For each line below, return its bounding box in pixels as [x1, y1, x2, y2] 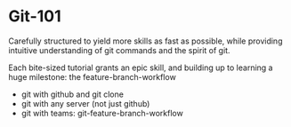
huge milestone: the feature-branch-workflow [8, 71, 177, 82]
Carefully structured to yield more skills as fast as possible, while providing [8, 36, 283, 46]
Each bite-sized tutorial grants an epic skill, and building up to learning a [8, 62, 273, 73]
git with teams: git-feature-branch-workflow [20, 107, 183, 118]
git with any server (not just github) [20, 98, 150, 108]
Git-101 [8, 6, 61, 27]
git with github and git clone [20, 89, 124, 99]
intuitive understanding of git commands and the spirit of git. [8, 44, 230, 55]
